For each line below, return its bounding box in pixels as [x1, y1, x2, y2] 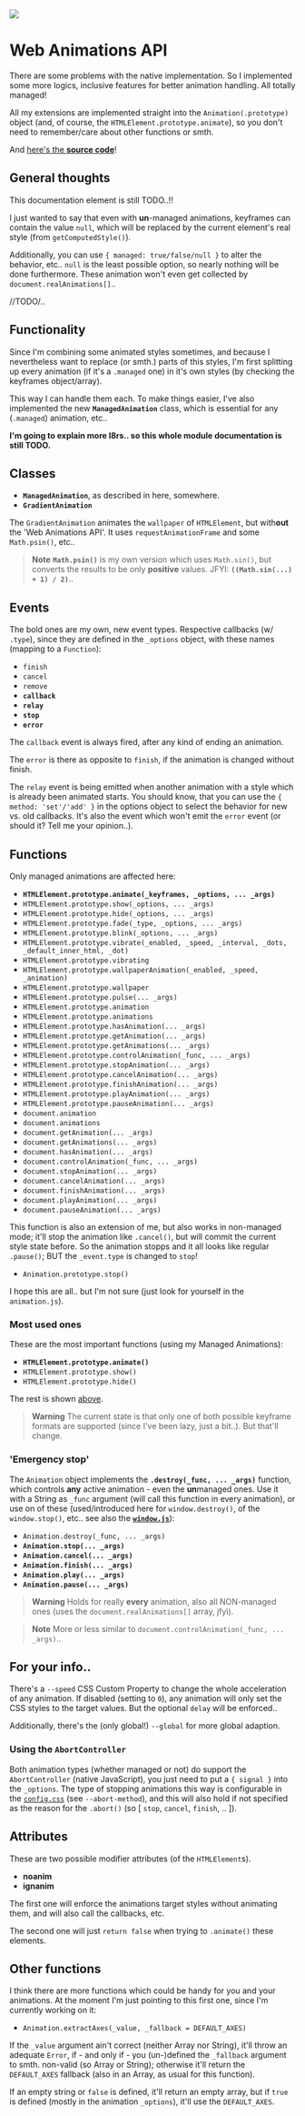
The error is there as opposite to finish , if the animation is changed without [9, 754, 295, 765]
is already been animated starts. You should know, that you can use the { [9, 791, 282, 802]
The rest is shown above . [9, 1394, 104, 1405]
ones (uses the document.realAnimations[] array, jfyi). [31, 1606, 234, 1617]
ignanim [22, 1880, 54, 1891]
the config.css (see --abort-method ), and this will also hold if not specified [9, 1792, 289, 1804]
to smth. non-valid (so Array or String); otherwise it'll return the [9, 2060, 246, 2071]
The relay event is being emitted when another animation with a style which [9, 781, 294, 792]
